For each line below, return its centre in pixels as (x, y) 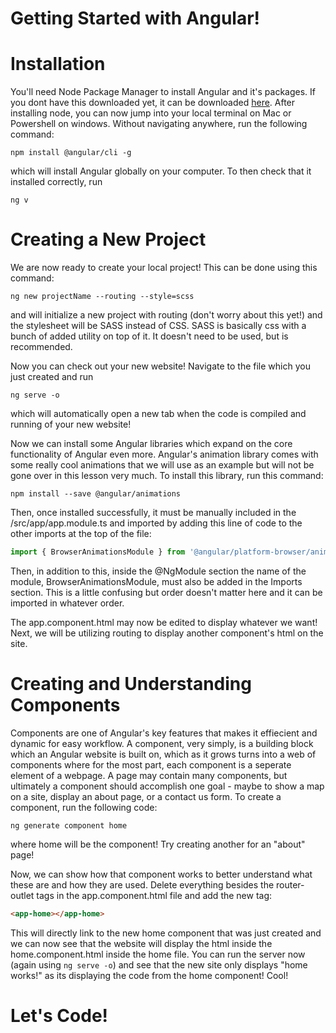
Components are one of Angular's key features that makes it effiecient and (164, 733)
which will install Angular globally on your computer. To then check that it (161, 171)
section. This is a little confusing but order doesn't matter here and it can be (166, 592)
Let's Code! (59, 1015)
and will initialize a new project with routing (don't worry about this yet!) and (166, 315)
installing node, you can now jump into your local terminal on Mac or (151, 113)
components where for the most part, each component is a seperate (151, 764)
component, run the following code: (84, 807)
